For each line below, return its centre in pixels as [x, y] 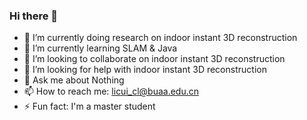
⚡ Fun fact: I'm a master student [89, 106]
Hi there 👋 [34, 16]
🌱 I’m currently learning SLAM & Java [100, 48]
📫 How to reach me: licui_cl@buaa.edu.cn [111, 91]
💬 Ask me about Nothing [74, 80]
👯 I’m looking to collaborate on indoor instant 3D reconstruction [154, 59]
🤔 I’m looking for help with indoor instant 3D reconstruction [145, 70]
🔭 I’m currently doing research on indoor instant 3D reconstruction [160, 38]
